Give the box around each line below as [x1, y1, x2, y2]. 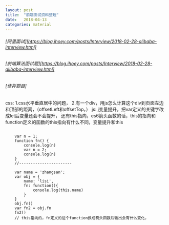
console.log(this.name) [32, 188, 83, 193]
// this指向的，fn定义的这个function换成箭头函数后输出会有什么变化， [14, 215, 149, 220]
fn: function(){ [24, 183, 58, 188]
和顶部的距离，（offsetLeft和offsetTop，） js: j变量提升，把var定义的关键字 [5, 106, 160, 112]
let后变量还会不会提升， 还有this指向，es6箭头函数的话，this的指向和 [9, 112, 156, 118]
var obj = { [14, 174, 40, 179]
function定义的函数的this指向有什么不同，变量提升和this [5, 119, 123, 125]
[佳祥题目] [5, 83, 27, 89]
